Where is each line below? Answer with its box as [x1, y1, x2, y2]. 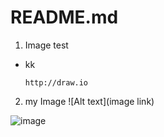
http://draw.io [24, 77, 89, 88]
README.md [10, 6, 119, 29]
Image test [24, 39, 69, 51]
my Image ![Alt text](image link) [24, 95, 155, 107]
